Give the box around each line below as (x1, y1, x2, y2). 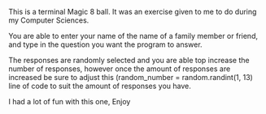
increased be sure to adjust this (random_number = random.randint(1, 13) (8, 73, 254, 82)
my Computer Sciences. (8, 15, 89, 25)
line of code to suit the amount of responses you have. (8, 81, 191, 91)
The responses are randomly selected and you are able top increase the (8, 56, 250, 65)
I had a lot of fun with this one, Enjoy (8, 97, 131, 106)
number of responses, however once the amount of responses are (8, 64, 231, 74)
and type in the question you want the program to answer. (8, 40, 203, 49)
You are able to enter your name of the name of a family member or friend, (8, 32, 259, 40)
